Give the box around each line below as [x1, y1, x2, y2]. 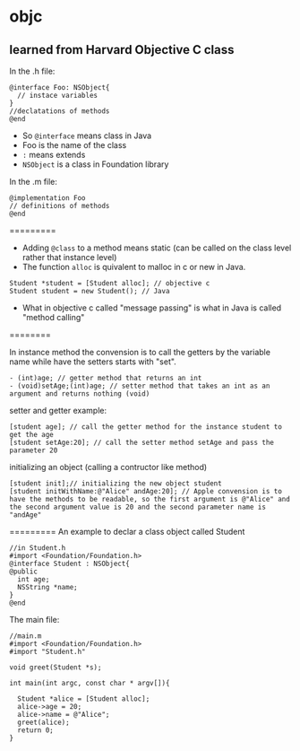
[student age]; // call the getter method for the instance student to [9, 423, 282, 432]
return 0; [17, 726, 54, 735]
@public [9, 567, 39, 576]
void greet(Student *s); [9, 663, 102, 672]
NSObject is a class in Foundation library [21, 159, 169, 170]
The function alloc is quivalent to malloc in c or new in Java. [21, 262, 246, 272]
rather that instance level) [21, 252, 117, 262]
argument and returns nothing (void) [9, 389, 150, 398]
